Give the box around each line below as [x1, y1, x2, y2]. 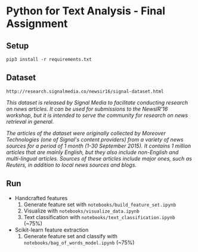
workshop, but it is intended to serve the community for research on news [6, 112, 188, 119]
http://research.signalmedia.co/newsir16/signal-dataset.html [6, 88, 164, 94]
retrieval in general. [6, 118, 54, 125]
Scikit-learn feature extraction [14, 226, 89, 233]
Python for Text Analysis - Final [6, 4, 166, 18]
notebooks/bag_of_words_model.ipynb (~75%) [23, 239, 135, 246]
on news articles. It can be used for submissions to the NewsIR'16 [6, 105, 168, 112]
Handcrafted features [14, 194, 68, 201]
